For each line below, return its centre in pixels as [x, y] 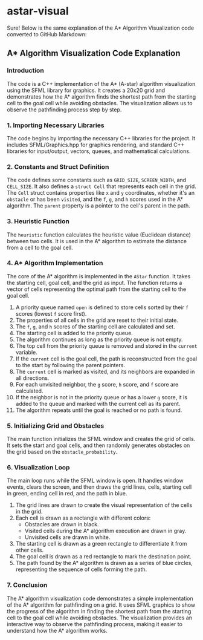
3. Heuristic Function [38, 221]
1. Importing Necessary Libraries [56, 125]
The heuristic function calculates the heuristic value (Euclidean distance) [99, 235]
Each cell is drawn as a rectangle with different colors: [83, 518]
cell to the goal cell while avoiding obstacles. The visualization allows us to [100, 103]
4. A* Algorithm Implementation [55, 263]
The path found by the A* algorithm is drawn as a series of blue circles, [104, 563]
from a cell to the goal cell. [40, 247]
